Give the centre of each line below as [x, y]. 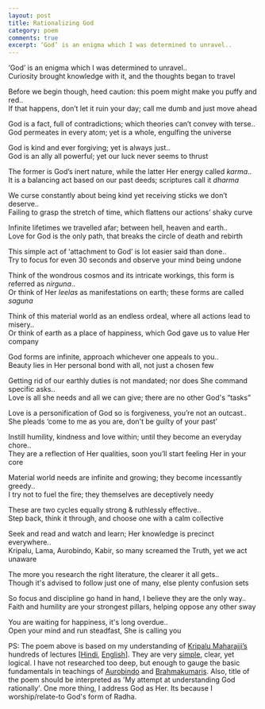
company [24, 342]
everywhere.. [30, 542]
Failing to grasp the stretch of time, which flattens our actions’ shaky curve [131, 212]
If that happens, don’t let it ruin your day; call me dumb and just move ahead [133, 109]
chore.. [20, 445]
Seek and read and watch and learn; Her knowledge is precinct [111, 534]
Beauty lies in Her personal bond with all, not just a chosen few [111, 366]
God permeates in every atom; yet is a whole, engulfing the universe [120, 133]
